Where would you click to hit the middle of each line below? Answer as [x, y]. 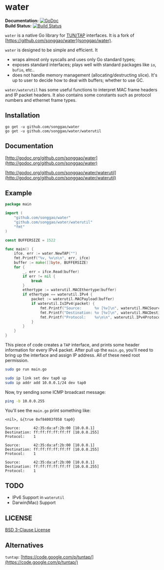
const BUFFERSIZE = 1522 [30, 240]
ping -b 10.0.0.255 [25, 401]
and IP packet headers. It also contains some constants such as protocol [78, 95]
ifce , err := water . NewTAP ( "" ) [46, 253]
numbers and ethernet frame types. [41, 100]
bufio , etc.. [23, 69]
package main [18, 205]
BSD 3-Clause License [28, 530]
